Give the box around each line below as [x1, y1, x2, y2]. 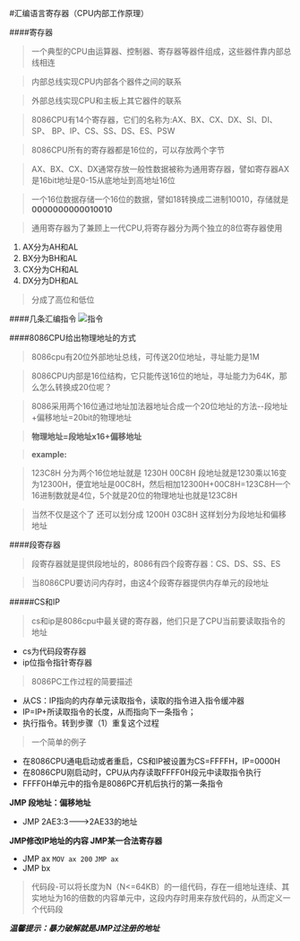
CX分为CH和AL [21, 264, 79, 274]
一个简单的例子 [30, 736, 87, 747]
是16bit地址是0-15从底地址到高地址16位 [30, 175, 176, 186]
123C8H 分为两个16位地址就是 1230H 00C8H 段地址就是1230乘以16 [30, 467, 279, 478]
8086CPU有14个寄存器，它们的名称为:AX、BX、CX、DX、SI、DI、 [30, 115, 278, 125]
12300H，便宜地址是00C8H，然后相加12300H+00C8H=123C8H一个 [39, 479, 291, 489]
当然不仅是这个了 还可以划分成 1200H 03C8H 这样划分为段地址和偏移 [30, 510, 287, 519]
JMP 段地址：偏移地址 [9, 797, 91, 807]
